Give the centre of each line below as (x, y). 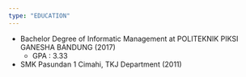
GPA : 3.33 (50, 55)
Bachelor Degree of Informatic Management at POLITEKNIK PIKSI (129, 38)
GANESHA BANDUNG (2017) (68, 47)
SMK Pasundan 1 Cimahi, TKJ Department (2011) (101, 64)
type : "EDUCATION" (39, 16)
